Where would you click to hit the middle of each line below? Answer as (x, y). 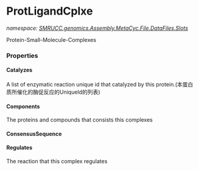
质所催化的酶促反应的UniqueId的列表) (53, 92)
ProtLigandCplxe (50, 11)
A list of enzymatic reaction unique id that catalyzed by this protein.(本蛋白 (100, 85)
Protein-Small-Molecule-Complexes (51, 40)
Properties (22, 55)
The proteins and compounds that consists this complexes (80, 120)
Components (23, 106)
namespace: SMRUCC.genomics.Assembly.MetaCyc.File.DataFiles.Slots (97, 28)
